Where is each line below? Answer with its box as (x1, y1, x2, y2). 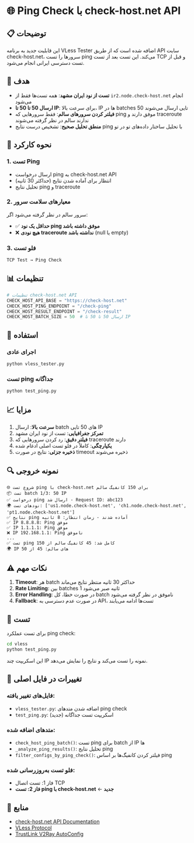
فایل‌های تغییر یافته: (6, 691, 55, 700)
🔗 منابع (6, 803, 29, 813)
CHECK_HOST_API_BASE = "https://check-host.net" (6, 297, 127, 304)
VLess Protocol (15, 824, 52, 831)
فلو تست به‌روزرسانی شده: (6, 766, 75, 774)
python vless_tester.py (6, 361, 65, 367)
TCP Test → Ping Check (6, 257, 62, 263)
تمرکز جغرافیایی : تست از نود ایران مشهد (15, 429, 104, 436)
